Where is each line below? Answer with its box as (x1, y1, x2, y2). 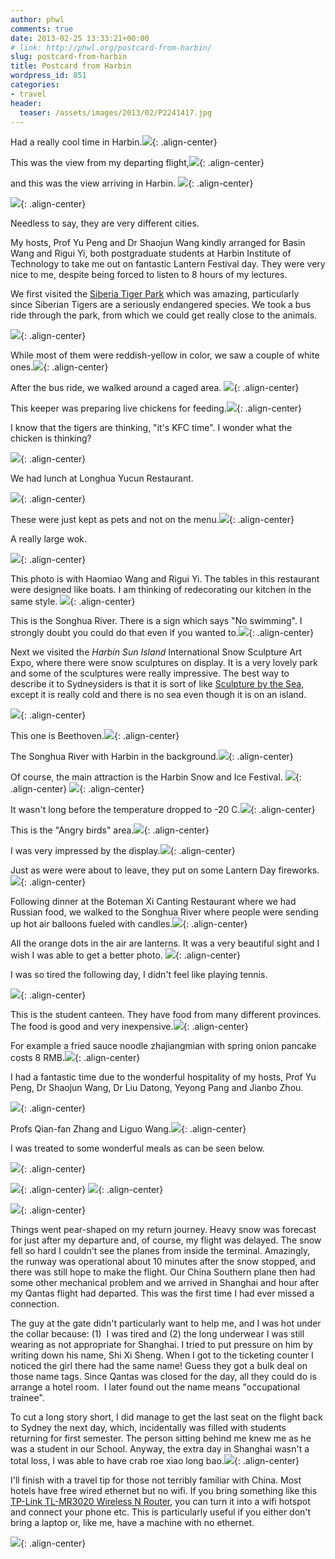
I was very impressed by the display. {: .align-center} (10, 845, 236, 857)
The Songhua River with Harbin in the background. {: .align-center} (10, 751, 294, 763)
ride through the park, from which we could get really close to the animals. (10, 309, 318, 321)
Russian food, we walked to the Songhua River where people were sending (10, 906, 319, 918)
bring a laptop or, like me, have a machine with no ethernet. (10, 1517, 255, 1529)
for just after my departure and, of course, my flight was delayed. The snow (10, 1234, 322, 1246)
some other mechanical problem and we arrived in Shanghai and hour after (10, 1277, 320, 1289)
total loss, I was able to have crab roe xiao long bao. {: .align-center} (10, 1455, 300, 1467)
